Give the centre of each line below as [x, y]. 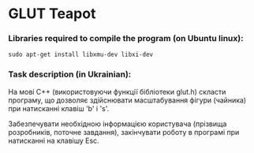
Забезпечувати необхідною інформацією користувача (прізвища [118, 124]
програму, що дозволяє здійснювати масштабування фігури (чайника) [127, 100]
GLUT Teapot [52, 14]
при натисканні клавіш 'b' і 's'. [59, 108]
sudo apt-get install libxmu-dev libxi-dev [81, 55]
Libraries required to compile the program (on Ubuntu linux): [126, 39]
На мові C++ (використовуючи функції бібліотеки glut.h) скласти [117, 91]
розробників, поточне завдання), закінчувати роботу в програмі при [124, 132]
